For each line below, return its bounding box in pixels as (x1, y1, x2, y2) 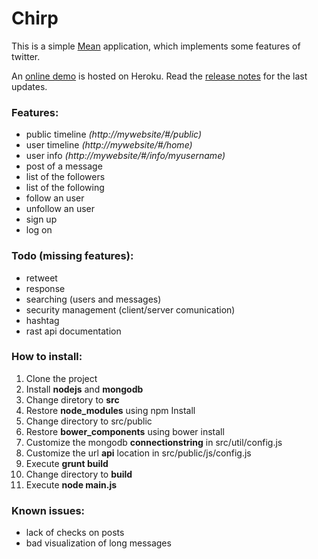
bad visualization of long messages (25, 537, 172, 549)
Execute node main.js (25, 478, 118, 491)
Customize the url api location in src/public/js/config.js (25, 447, 252, 459)
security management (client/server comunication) (25, 303, 236, 316)
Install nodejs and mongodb (25, 383, 144, 395)
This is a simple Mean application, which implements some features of (11, 40, 301, 52)
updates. (11, 80, 48, 92)
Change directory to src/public (25, 415, 153, 427)
